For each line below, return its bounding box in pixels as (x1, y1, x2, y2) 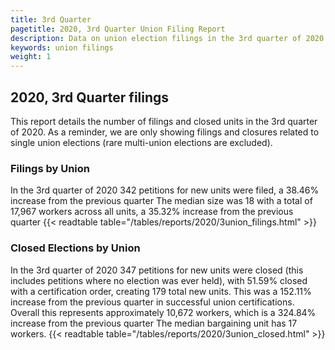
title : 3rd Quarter (10, 14, 92, 25)
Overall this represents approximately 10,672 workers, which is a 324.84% (10, 306, 317, 318)
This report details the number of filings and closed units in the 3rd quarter (10, 115, 318, 127)
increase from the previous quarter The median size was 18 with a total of (10, 195, 313, 207)
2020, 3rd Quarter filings (10, 89, 170, 106)
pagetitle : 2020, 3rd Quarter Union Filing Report (10, 24, 226, 34)
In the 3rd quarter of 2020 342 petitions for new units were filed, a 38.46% (10, 184, 320, 196)
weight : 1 (10, 52, 52, 62)
